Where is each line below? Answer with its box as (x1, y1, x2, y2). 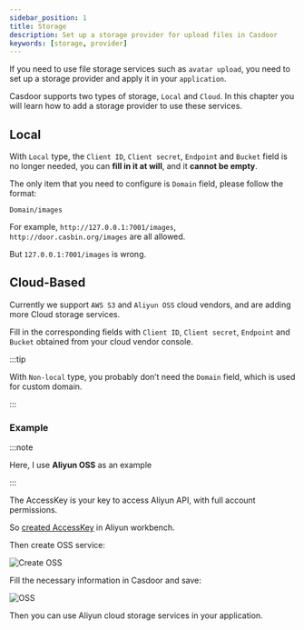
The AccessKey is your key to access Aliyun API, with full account (9, 495, 256, 505)
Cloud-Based (9, 275, 86, 291)
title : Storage (9, 22, 67, 31)
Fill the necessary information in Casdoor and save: (9, 575, 202, 586)
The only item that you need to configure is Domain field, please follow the (9, 178, 284, 189)
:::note (9, 442, 34, 453)
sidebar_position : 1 (9, 13, 88, 23)
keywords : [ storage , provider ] (9, 38, 128, 48)
